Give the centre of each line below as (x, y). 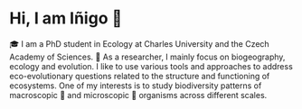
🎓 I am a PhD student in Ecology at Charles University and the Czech (139, 43)
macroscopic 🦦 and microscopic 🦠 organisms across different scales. (138, 95)
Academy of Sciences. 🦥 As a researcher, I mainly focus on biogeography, (147, 57)
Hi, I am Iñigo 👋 (66, 18)
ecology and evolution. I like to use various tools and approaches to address (151, 66)
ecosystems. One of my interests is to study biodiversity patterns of (136, 86)
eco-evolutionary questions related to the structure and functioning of (140, 76)
